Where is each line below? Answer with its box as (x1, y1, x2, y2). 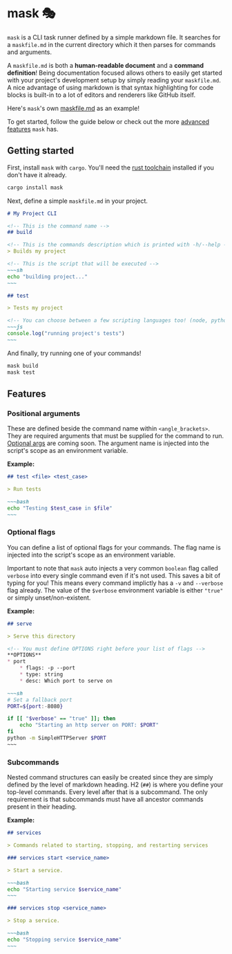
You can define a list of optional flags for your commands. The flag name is (7, 543, 221, 551)
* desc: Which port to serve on (19, 677, 113, 684)
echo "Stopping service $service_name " (7, 936, 122, 943)
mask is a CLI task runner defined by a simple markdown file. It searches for (7, 33, 221, 42)
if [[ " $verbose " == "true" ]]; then (7, 715, 116, 722)
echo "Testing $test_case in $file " (7, 505, 113, 512)
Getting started (7, 145, 75, 156)
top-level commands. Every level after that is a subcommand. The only (7, 788, 209, 796)
